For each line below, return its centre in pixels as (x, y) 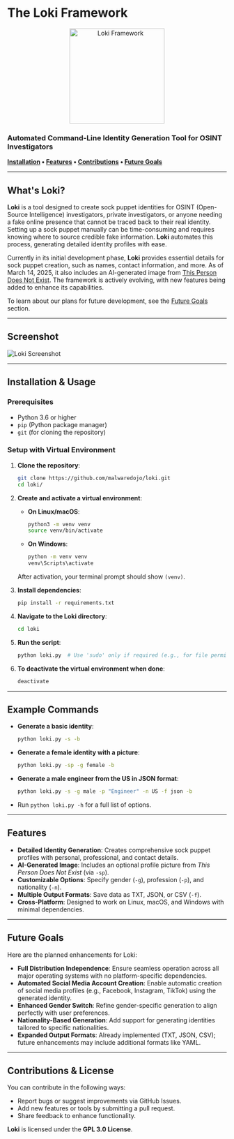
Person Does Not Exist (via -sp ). (63, 872)
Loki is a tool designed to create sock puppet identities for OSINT (101, 207)
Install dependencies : (49, 590)
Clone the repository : (49, 465)
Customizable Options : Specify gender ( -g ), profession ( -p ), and (110, 879)
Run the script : (39, 642)
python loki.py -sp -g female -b (66, 766)
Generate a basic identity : (55, 727)
